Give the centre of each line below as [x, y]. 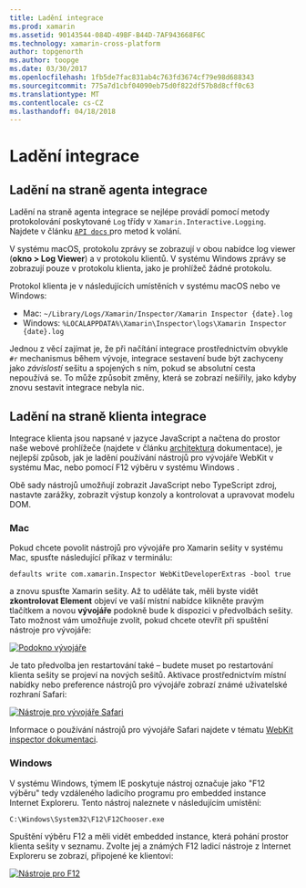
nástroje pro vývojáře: [51, 630]
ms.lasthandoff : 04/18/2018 [63, 111]
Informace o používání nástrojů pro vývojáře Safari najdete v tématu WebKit [152, 730]
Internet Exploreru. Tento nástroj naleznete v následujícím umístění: [136, 802]
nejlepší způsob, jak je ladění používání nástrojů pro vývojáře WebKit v [142, 458]
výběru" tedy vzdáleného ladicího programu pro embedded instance [138, 793]
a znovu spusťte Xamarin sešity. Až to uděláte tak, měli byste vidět [134, 591]
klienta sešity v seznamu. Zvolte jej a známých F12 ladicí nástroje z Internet [150, 846]
